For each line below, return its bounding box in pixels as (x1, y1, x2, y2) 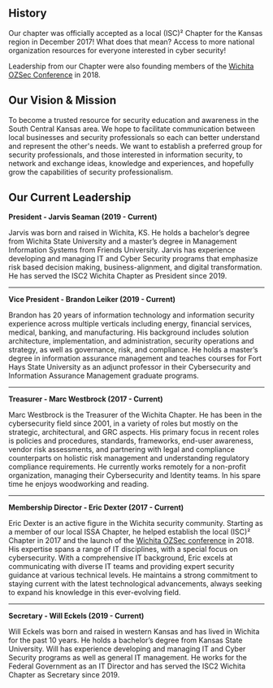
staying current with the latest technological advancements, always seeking (8, 579, 262, 589)
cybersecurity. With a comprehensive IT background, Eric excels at (8, 553, 233, 563)
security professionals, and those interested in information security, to (8, 150, 244, 160)
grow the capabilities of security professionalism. (8, 167, 173, 177)
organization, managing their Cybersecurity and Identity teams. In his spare (8, 471, 262, 480)
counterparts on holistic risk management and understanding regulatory (8, 454, 249, 463)
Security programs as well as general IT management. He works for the (8, 653, 248, 663)
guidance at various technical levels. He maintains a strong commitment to (8, 570, 258, 581)
